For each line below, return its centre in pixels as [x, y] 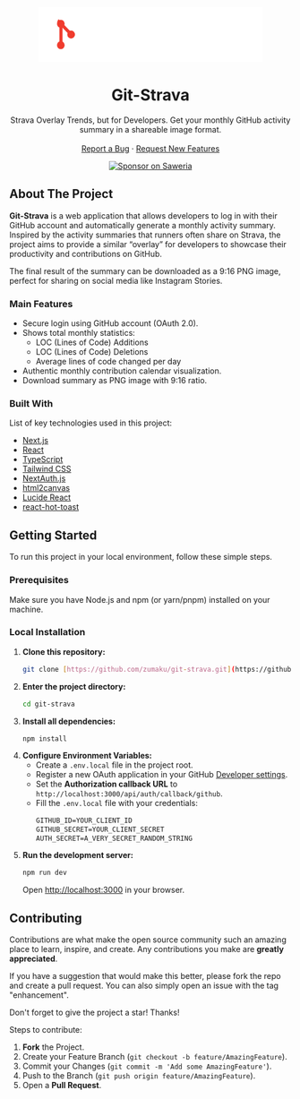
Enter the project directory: [74, 686]
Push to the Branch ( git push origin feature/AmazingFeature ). [139, 1076]
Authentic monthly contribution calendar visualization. [122, 371]
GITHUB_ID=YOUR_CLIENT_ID [84, 821]
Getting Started [53, 535]
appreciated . [34, 959]
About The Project [61, 194]
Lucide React [47, 498]
